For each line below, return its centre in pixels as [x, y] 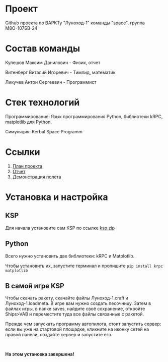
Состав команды [43, 49]
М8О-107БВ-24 [21, 28]
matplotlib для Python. [28, 122]
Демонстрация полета [37, 177]
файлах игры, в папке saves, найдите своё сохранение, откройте [75, 309]
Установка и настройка [57, 197]
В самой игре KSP [35, 286]
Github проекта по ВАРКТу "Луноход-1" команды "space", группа [75, 23]
